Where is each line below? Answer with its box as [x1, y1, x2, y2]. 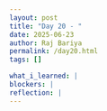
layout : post [9, 13, 58, 23]
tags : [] [9, 55, 42, 64]
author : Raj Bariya [9, 38, 83, 48]
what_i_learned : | [9, 71, 78, 81]
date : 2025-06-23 [9, 30, 75, 39]
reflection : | [9, 88, 63, 97]
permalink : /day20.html [9, 47, 99, 56]
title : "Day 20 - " [9, 22, 83, 31]
